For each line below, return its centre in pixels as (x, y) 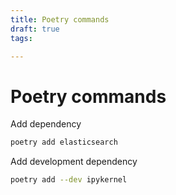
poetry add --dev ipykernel (69, 180)
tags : (21, 38)
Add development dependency (74, 162)
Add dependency (46, 124)
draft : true (35, 29)
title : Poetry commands (60, 19)
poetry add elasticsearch (64, 142)
